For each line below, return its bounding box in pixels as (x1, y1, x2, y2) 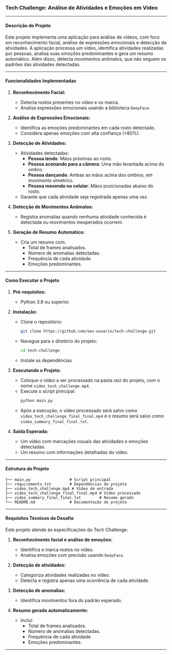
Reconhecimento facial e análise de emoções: (12, 536, 113, 542)
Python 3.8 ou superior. (20, 299, 70, 305)
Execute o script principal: (20, 388, 76, 394)
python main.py (20, 398, 53, 403)
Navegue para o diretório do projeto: (20, 338, 97, 344)
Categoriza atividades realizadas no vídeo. (20, 572, 111, 578)
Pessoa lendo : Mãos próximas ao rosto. (28, 155, 113, 161)
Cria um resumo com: (20, 239, 67, 245)
